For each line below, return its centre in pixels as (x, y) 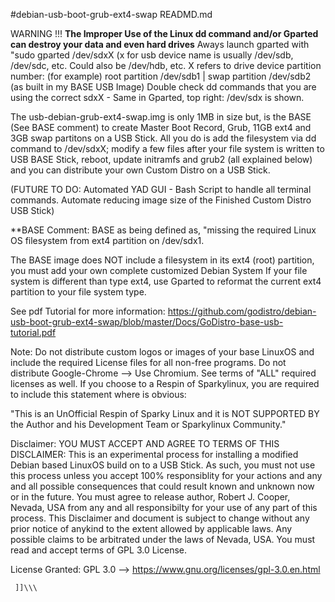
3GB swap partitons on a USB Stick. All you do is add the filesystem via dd (163, 138)
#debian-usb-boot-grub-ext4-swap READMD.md (111, 14)
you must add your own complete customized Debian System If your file (159, 270)
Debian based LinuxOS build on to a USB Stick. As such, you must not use (163, 465)
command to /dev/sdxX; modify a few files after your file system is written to (167, 148)
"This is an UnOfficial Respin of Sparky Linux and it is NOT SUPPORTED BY (165, 413)
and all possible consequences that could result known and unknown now (162, 486)
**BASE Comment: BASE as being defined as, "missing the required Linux (163, 230)
